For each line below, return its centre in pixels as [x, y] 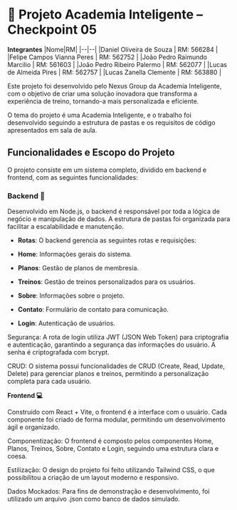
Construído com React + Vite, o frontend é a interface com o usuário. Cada [117, 412]
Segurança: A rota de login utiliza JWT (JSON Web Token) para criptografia [118, 337]
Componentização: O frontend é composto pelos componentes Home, [110, 441]
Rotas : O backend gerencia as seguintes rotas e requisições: [107, 240]
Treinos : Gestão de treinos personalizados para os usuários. [106, 282]
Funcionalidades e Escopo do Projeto [91, 153]
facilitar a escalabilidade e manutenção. [66, 227]
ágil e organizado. [34, 427]
